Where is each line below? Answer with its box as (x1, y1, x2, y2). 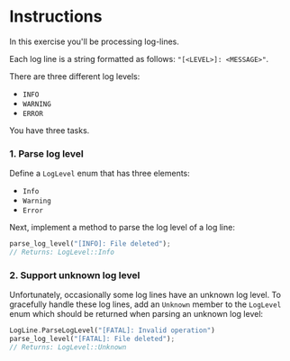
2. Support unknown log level (9, 268, 140, 281)
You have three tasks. (9, 124, 90, 136)
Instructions (9, 6, 103, 27)
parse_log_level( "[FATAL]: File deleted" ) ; (9, 335, 176, 344)
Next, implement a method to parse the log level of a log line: (9, 222, 236, 233)
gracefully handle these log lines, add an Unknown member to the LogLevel (9, 299, 282, 310)
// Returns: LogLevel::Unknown (9, 343, 127, 352)
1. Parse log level (9, 147, 84, 159)
